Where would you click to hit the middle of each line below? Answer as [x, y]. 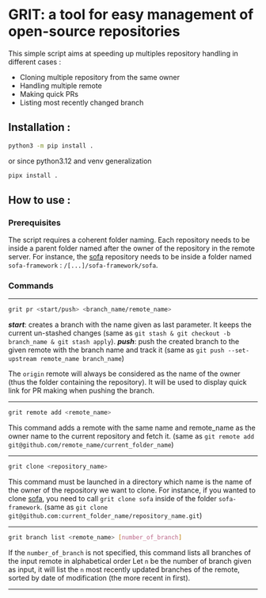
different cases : [35, 62]
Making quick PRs [49, 94]
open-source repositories [94, 31]
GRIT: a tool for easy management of [131, 15]
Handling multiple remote [61, 86]
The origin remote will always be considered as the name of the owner [124, 374]
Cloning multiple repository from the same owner [100, 77]
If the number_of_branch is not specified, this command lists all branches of [129, 552]
